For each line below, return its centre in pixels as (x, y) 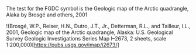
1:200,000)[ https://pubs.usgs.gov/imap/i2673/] (63, 45)
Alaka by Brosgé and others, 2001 (47, 15)
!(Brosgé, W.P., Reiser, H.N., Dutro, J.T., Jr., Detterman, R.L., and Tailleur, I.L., (98, 26)
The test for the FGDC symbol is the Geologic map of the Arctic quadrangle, (97, 9)
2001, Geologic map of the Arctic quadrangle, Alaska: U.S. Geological (90, 32)
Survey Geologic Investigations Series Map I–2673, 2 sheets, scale (86, 38)
